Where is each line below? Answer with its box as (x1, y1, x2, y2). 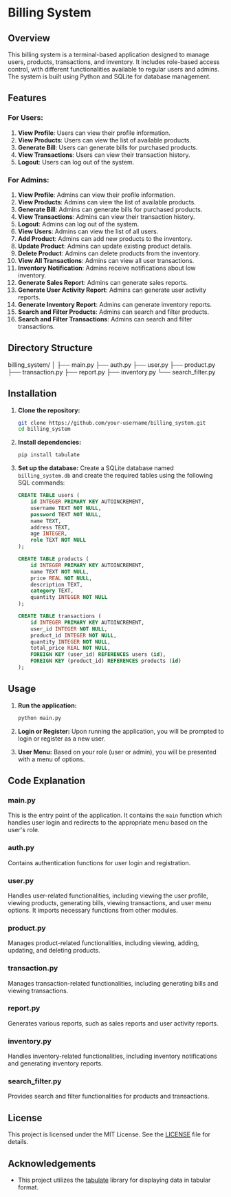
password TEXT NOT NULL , (30, 511, 102, 518)
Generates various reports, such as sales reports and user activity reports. (8, 1019, 219, 1027)
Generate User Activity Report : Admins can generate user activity (17, 286, 207, 294)
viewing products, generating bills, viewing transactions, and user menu (8, 898, 212, 907)
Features (8, 92, 47, 104)
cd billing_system (17, 425, 71, 433)
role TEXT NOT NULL (30, 537, 87, 544)
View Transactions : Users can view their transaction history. (17, 150, 190, 159)
